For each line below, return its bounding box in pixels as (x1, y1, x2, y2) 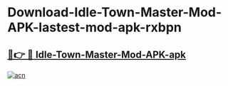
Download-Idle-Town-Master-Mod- (7, 4, 222, 21)
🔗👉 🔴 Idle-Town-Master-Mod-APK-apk (7, 48, 187, 60)
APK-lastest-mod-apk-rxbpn (7, 19, 182, 36)
